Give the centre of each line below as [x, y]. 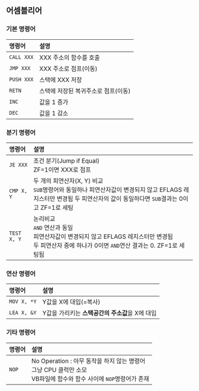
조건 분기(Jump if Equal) [66, 160]
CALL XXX [21, 57]
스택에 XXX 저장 [61, 80]
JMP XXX [20, 68]
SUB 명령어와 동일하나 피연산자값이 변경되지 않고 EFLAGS [108, 190]
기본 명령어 [21, 29]
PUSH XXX [21, 79]
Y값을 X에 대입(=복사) [71, 302]
